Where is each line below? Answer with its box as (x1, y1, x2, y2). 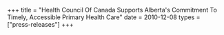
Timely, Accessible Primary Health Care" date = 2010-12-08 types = (7, 13, 201, 21)
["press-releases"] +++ (7, 21, 74, 28)
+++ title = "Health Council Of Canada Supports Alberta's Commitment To (7, 6, 217, 14)
